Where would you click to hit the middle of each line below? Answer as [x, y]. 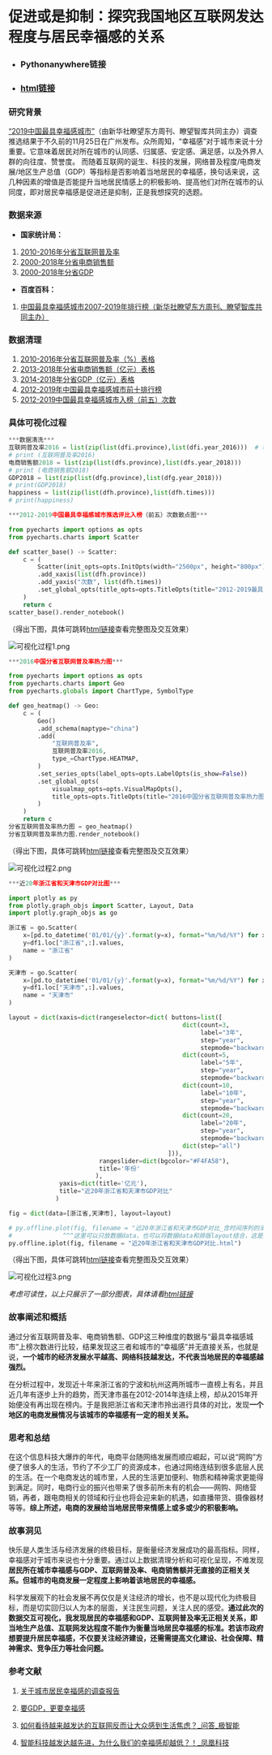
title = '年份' [119, 1169]
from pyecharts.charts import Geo [67, 684]
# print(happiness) [41, 500]
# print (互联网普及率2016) [52, 455]
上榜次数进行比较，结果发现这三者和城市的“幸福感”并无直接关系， [128, 1347]
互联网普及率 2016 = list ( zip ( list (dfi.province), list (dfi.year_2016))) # [134, 447]
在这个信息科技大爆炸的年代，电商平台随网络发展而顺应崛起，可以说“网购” [132, 1457]
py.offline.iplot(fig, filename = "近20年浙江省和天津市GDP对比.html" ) [125, 1243]
